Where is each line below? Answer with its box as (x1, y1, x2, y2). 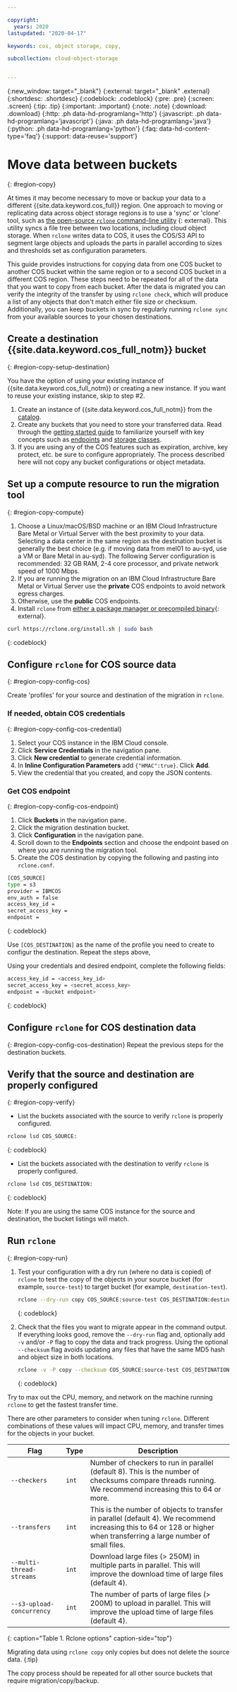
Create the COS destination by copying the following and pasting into (17, 853, 219, 862)
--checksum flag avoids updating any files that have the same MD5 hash (17, 1345, 225, 1354)
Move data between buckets (7, 157, 178, 173)
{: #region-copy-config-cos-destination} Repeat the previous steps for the (7, 1040, 224, 1049)
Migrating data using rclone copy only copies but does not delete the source (7, 1647, 230, 1656)
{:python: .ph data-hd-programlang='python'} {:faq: (7, 124, 158, 133)
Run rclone (7, 1235, 56, 1247)
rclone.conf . (17, 860, 55, 869)
